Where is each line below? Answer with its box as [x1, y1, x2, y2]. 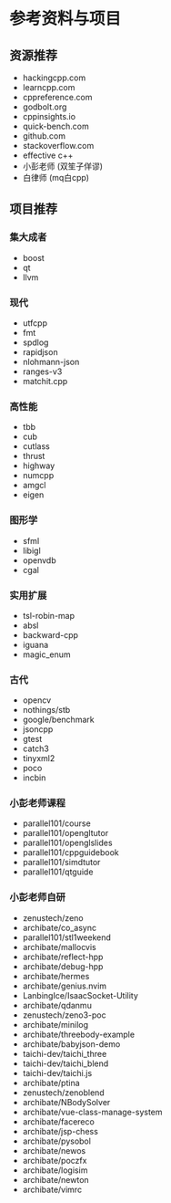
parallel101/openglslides [22, 837, 113, 849]
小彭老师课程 [9, 797, 66, 810]
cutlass [22, 441, 50, 452]
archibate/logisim [22, 1165, 88, 1176]
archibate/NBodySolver [22, 1096, 111, 1107]
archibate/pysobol [22, 1135, 91, 1146]
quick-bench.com [22, 120, 89, 131]
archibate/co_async [22, 922, 97, 933]
